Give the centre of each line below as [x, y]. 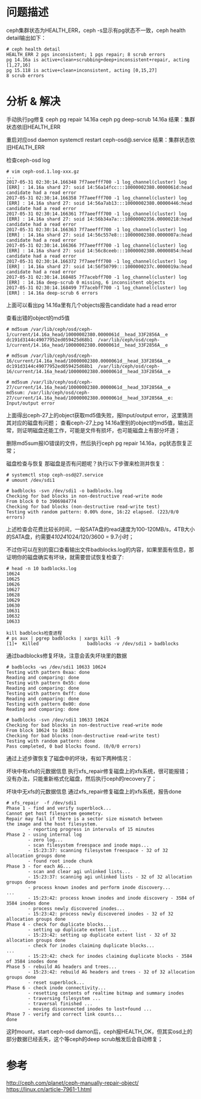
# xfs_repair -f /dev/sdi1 [42, 803]
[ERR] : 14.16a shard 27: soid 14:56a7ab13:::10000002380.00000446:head [99, 203]
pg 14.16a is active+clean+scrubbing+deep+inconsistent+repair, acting [98, 60]
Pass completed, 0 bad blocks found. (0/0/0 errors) [74, 746]
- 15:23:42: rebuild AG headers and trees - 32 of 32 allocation [112, 972]
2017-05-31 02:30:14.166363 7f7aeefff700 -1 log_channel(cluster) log [97, 229]
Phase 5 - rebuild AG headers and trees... [62, 967]
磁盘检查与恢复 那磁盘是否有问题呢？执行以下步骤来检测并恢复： [86, 463]
